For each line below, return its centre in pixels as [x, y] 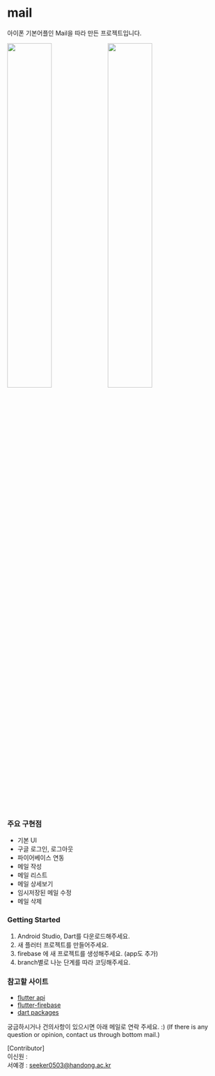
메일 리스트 [32, 875]
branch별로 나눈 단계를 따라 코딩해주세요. [74, 962]
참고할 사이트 [28, 982]
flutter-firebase [39, 1005]
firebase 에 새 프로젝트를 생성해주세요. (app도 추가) [88, 953]
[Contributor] [26, 1048]
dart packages [38, 1012]
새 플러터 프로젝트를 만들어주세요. [63, 945]
